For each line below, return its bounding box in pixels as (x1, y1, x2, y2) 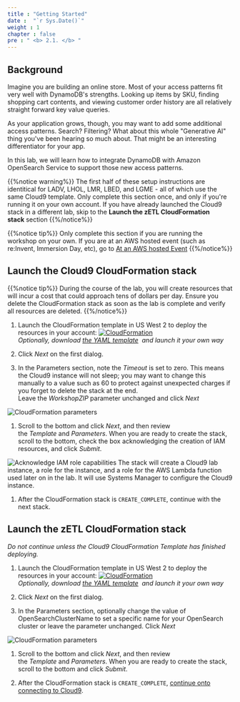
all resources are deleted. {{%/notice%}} (7, 307, 128, 315)
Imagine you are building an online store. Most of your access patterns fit (7, 82, 223, 91)
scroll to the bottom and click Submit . (17, 664, 128, 673)
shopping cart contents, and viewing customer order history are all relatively (7, 97, 232, 106)
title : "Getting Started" (7, 10, 88, 18)
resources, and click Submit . (17, 444, 102, 453)
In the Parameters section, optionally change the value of (17, 606, 186, 615)
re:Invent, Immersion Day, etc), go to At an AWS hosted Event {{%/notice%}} (7, 244, 233, 252)
